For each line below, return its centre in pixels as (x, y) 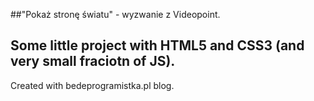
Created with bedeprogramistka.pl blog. (92, 85)
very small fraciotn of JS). (93, 61)
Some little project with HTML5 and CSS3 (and (157, 45)
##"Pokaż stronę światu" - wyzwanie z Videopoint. (115, 14)
